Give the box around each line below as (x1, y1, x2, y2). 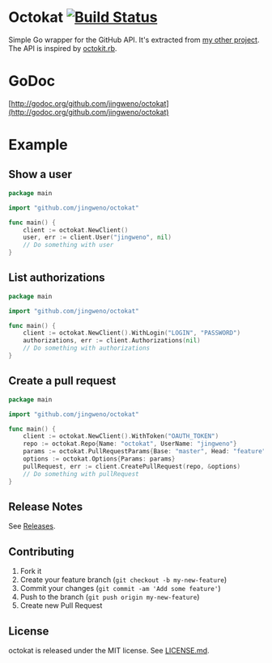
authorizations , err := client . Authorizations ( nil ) (23, 337, 201, 345)
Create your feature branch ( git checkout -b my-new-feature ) (19, 575, 227, 584)
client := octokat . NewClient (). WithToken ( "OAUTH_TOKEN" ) (23, 432, 219, 440)
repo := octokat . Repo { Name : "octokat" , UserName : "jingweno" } (23, 440, 237, 448)
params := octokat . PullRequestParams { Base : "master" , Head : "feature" (23, 448, 266, 456)
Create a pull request (8, 374, 117, 388)
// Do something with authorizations (23, 344, 151, 352)
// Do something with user (23, 241, 114, 249)
